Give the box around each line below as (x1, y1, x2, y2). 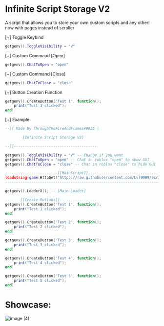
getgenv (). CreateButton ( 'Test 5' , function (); (5, 274, 102, 279)
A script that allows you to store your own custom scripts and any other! (5, 20, 150, 25)
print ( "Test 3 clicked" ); (14, 242, 67, 247)
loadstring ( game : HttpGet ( (5, 175, 58, 180)
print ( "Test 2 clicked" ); (14, 224, 67, 230)
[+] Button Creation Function (5, 89, 62, 95)
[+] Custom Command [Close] (5, 71, 66, 77)
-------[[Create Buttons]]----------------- (5, 197, 97, 202)
